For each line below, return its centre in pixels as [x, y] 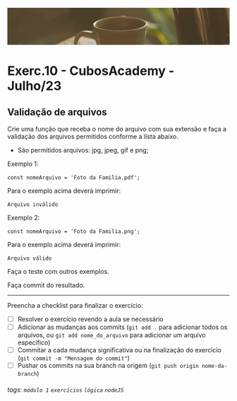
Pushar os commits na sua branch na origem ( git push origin [108, 366]
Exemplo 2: [24, 217]
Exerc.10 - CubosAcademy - [91, 71]
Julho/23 [35, 86]
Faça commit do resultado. [46, 285]
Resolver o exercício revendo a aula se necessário [90, 319]
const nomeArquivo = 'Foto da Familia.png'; [74, 232]
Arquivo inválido [33, 205]
